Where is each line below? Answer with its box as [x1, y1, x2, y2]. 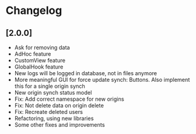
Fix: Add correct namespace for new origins [14, 95, 125, 102]
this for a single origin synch [14, 82, 85, 90]
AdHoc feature [14, 50, 51, 58]
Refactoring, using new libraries [14, 115, 94, 122]
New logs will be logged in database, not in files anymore [14, 70, 157, 76]
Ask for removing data [14, 44, 70, 51]
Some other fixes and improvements [14, 121, 105, 128]
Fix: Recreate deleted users [14, 109, 83, 115]
